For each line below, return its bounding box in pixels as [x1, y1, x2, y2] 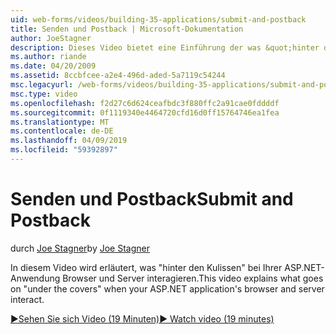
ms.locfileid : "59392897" [10, 145, 118, 155]
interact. [10, 293, 45, 305]
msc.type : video [10, 89, 78, 99]
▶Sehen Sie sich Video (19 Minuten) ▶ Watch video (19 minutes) [10, 312, 275, 325]
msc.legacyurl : [10, 80, 74, 90]
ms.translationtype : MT [10, 117, 110, 127]
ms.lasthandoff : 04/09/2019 [10, 136, 128, 146]
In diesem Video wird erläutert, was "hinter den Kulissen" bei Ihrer [10, 261, 283, 273]
